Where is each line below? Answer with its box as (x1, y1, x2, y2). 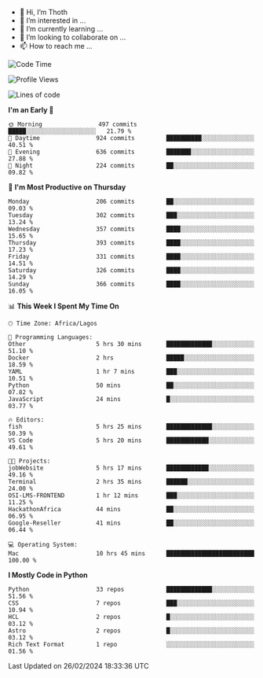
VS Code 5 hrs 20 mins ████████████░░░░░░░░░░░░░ (8, 437, 255, 444)
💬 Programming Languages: (8, 333, 93, 341)
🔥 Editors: (8, 416, 45, 424)
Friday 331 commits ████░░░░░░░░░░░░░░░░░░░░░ (8, 252, 255, 260)
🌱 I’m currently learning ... (19, 24, 104, 33)
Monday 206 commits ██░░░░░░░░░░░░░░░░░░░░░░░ (8, 197, 255, 205)
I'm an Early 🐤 (8, 105, 54, 114)
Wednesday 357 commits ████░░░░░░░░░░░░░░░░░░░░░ (8, 225, 255, 233)
